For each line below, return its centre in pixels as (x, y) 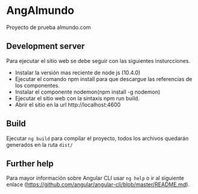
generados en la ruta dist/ (40, 144)
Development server (46, 46)
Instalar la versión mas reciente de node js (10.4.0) (78, 73)
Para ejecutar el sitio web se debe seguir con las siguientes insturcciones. (98, 60)
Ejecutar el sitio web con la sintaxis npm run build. (77, 98)
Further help (30, 163)
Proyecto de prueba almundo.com (49, 27)
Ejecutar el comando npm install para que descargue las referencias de (104, 79)
